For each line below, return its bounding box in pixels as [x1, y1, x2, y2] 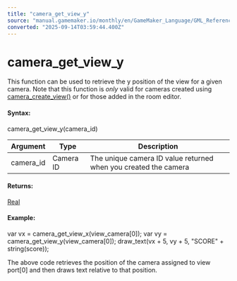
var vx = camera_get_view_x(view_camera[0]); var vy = [7, 229, 168, 238]
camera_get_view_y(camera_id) [7, 125, 98, 133]
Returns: [7, 182, 34, 190]
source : [7, 17, 30, 24]
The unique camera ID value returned [90, 153, 214, 163]
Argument [11, 141, 46, 151]
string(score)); [7, 244, 49, 253]
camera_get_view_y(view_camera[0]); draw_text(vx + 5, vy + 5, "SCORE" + [7, 236, 224, 245]
